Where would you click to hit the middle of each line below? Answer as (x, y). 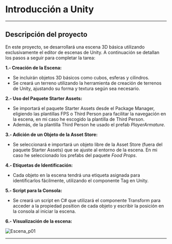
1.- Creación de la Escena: (34, 68)
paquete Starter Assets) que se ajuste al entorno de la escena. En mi (85, 150)
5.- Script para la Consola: (34, 190)
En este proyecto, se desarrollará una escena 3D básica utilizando (75, 47)
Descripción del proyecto (47, 35)
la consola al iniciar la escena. (44, 211)
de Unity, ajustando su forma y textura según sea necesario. (76, 88)
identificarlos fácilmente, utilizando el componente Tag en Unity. (81, 181)
